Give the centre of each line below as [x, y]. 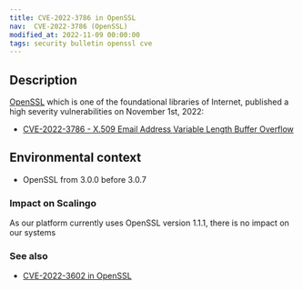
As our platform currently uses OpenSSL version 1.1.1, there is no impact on [149, 223]
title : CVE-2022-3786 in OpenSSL [73, 18]
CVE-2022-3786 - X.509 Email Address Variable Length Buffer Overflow [158, 129]
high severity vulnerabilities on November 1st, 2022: [107, 112]
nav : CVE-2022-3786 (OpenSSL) [69, 26]
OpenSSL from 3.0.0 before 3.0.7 [85, 179]
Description [43, 80]
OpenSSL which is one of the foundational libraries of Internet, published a [149, 102]
